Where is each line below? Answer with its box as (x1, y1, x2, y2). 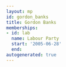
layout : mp (6, 8, 33, 15)
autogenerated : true (6, 52, 57, 58)
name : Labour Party (11, 36, 60, 41)
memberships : (6, 24, 38, 31)
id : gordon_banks (6, 14, 49, 20)
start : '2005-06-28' (11, 41, 62, 47)
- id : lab (6, 30, 31, 36)
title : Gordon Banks (6, 19, 57, 25)
